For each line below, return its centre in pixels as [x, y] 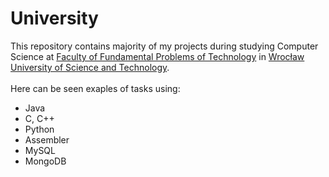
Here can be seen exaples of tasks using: [95, 88]
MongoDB [45, 161]
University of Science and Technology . [90, 67]
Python [39, 129]
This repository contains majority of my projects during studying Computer [164, 46]
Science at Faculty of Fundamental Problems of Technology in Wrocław [157, 56]
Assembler [47, 139]
